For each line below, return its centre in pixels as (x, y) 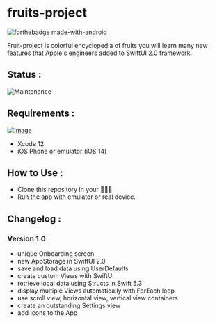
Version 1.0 (27, 238)
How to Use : (35, 173)
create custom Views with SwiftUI (65, 276)
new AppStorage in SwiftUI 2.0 (61, 261)
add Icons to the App (47, 313)
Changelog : (34, 219)
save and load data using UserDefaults (73, 268)
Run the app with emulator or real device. (76, 197)
